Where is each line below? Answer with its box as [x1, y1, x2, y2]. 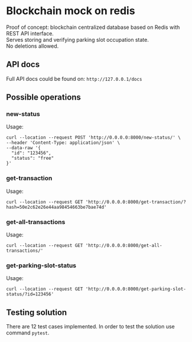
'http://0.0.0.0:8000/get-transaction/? [85, 199, 186, 205]
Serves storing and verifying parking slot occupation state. [6, 36, 149, 43]
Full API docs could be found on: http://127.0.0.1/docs [6, 75, 142, 82]
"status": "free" [11, 155, 54, 162]
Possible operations [6, 93, 82, 103]
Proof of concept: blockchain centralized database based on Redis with [6, 24, 180, 31]
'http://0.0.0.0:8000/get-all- [85, 243, 162, 249]
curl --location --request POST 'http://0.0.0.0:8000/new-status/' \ [6, 134, 181, 141]
